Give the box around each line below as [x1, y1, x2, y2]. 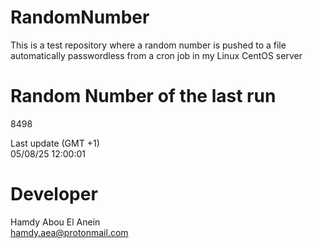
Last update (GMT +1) [10, 137, 100, 149]
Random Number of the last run [10, 85, 277, 108]
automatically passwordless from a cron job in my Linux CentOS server [10, 49, 303, 61]
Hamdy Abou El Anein [10, 216, 101, 228]
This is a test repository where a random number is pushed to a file [10, 39, 287, 51]
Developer [10, 183, 98, 206]
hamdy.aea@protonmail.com [10, 226, 129, 238]
